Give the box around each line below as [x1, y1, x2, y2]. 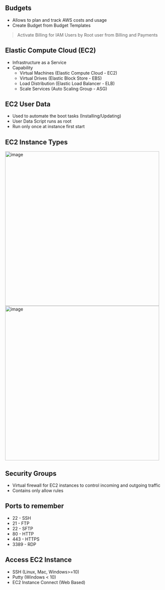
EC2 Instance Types [5, 138, 68, 146]
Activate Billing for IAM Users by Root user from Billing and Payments [17, 32, 158, 38]
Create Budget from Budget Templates [12, 22, 91, 28]
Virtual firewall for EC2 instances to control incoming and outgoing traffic [12, 482, 161, 489]
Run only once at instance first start [12, 124, 85, 130]
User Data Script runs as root [12, 118, 71, 124]
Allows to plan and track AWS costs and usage [12, 17, 107, 23]
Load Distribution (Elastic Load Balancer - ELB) [19, 80, 115, 86]
